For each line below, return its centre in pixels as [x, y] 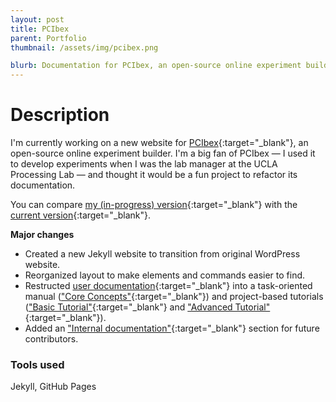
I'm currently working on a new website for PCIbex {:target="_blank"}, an [159, 143]
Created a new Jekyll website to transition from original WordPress [162, 254]
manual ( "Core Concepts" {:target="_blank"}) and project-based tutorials [174, 297]
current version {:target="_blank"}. [81, 215]
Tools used [37, 364]
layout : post [37, 19]
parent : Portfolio [48, 38]
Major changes [42, 235]
